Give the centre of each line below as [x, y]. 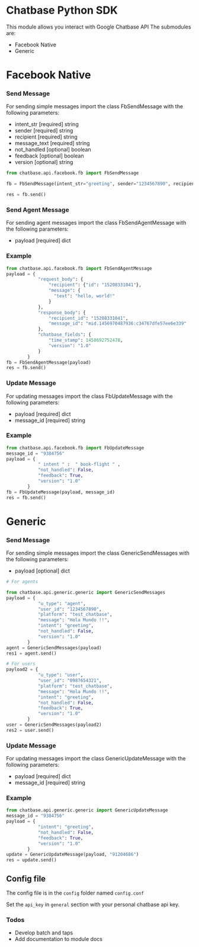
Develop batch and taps [44, 933]
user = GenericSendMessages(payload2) [54, 725]
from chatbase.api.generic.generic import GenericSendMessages [86, 592]
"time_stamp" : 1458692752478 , [86, 340]
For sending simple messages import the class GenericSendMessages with [98, 553]
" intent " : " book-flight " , [79, 464]
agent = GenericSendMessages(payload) [54, 648]
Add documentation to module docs [58, 939]
